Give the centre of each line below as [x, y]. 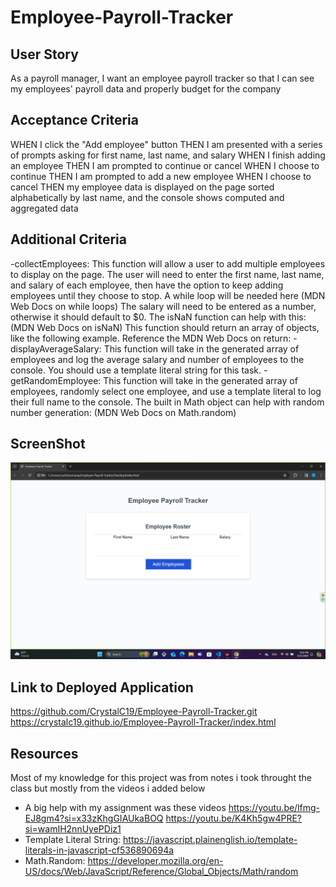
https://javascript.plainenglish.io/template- [210, 840]
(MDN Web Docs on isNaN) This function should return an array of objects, [165, 327]
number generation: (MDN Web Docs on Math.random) [123, 412]
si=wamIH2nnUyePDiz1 [73, 829]
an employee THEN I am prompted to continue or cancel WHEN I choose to [165, 165]
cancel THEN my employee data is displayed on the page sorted [142, 187]
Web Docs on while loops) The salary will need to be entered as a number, [163, 306]
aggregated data [44, 208]
